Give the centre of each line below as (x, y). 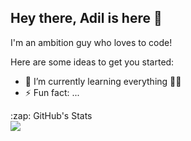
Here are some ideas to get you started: (92, 62)
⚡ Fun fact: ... (52, 92)
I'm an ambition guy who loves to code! (91, 42)
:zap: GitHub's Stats (51, 115)
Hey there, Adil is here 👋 (86, 18)
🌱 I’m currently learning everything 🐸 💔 (103, 81)
